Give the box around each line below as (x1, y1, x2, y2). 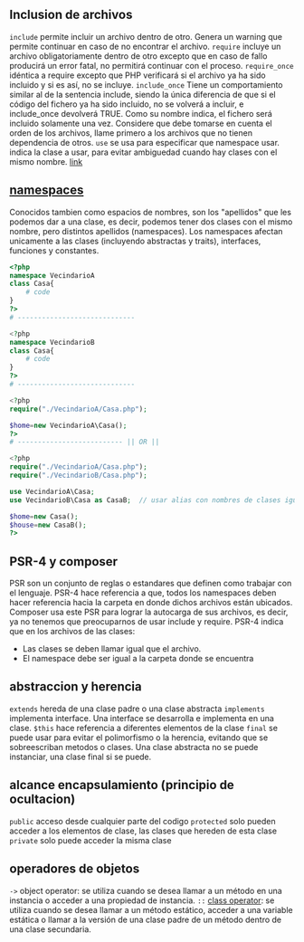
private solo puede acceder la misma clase (9, 834, 172, 845)
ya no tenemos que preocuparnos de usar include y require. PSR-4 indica (9, 616, 284, 627)
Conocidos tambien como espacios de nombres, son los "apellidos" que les (9, 206, 292, 217)
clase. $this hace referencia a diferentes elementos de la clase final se (9, 722, 279, 733)
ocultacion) (9, 792, 76, 807)
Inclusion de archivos (9, 7, 133, 23)
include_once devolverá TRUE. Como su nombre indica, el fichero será (9, 108, 273, 119)
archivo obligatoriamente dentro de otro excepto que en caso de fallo (9, 50, 268, 62)
